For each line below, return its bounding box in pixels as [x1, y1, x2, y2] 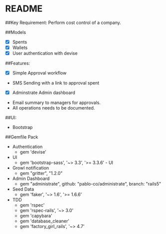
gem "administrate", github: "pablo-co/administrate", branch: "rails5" [19, 181, 162, 187]
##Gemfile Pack [5, 134, 38, 140]
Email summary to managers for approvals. [12, 99, 101, 105]
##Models [5, 29, 26, 35]
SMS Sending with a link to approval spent [12, 80, 100, 86]
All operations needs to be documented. [12, 105, 95, 111]
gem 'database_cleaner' [19, 218, 70, 224]
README [5, 3, 43, 14]
